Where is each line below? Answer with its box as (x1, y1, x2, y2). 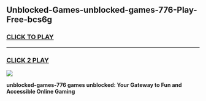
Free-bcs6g (6, 15, 53, 25)
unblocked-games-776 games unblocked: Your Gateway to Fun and (6, 81, 182, 88)
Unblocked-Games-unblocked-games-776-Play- (6, 5, 197, 15)
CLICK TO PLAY (6, 33, 54, 42)
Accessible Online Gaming (6, 88, 75, 95)
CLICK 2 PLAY (6, 56, 49, 64)
